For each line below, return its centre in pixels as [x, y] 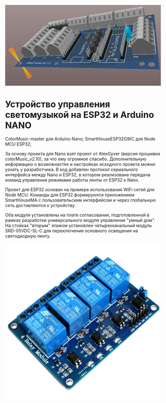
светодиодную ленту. [28, 236]
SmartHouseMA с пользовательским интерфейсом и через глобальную [81, 200]
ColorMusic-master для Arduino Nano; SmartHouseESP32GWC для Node [80, 139]
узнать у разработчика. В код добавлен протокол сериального [72, 170]
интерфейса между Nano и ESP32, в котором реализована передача [78, 175]
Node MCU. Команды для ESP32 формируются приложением [70, 195]
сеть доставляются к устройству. [41, 205]
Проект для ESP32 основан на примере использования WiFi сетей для [80, 190]
